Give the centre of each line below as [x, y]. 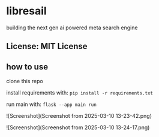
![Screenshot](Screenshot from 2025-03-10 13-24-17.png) [78, 127]
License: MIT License [47, 46]
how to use [27, 67]
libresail [26, 11]
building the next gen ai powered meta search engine [72, 28]
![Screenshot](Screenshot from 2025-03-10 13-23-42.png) [79, 116]
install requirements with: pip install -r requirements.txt [79, 93]
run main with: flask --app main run [52, 104]
